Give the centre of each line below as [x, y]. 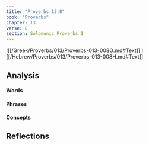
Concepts [18, 117]
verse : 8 [17, 28]
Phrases [17, 104]
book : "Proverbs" [28, 17]
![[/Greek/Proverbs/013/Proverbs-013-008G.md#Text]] [73, 50]
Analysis [23, 75]
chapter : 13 [21, 22]
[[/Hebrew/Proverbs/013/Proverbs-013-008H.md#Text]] [75, 57]
